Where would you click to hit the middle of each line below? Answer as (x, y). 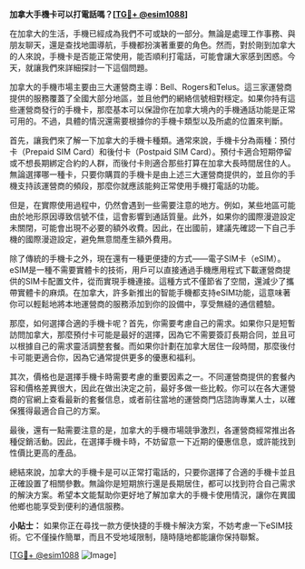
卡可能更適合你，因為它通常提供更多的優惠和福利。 (105, 357)
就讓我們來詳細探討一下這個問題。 (89, 68)
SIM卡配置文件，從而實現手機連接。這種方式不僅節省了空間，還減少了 (156, 281)
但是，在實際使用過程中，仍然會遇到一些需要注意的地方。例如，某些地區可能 (152, 205)
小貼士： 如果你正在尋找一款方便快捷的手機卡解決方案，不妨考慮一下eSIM (148, 525)
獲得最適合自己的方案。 (61, 411)
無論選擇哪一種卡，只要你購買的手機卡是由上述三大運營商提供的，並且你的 (148, 175)
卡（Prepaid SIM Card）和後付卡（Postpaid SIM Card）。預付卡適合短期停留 (151, 152)
